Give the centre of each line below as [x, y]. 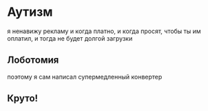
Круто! [23, 98]
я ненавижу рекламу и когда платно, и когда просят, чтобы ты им [104, 31]
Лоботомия [33, 60]
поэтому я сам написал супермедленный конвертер [85, 77]
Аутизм [30, 12]
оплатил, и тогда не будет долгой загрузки [70, 38]
